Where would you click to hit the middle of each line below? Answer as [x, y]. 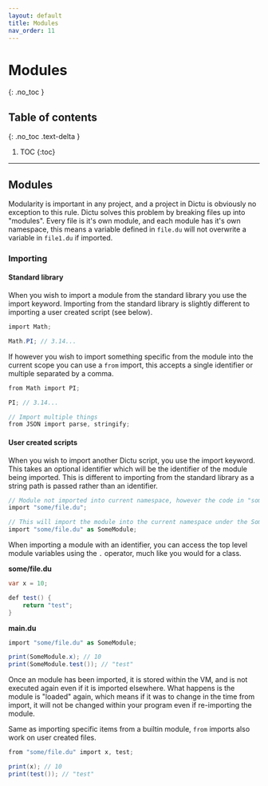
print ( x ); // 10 [35, 767]
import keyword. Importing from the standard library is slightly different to [129, 304]
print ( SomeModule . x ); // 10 [55, 657]
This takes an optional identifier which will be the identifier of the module [128, 469]
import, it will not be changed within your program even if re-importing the [130, 705]
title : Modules [33, 23]
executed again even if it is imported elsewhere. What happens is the [122, 689]
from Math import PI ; [44, 388]
